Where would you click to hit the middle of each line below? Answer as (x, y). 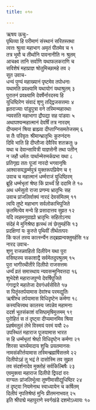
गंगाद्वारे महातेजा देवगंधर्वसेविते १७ (37, 285)
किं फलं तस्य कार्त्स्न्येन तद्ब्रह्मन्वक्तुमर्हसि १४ (48, 237)
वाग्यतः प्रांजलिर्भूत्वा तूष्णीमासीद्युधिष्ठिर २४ (44, 379)
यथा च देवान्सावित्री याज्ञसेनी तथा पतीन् (42, 149)
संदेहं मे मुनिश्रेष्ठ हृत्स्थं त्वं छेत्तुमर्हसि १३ (42, 224)
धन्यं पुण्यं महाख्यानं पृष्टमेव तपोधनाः (38, 81)
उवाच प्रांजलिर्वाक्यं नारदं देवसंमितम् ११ (41, 197)
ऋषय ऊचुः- (18, 34)
